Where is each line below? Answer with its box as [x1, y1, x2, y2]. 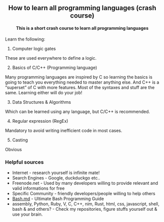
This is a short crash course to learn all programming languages [16, 25, 149, 31]
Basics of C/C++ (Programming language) [12, 65, 97, 70]
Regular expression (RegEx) [12, 118, 69, 124]
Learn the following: [5, 36, 46, 42]
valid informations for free [12, 185, 65, 191]
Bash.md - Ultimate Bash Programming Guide [12, 196, 104, 201]
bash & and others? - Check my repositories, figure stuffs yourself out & [12, 206, 158, 212]
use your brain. [12, 211, 43, 217]
